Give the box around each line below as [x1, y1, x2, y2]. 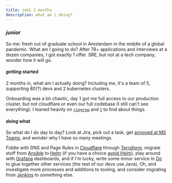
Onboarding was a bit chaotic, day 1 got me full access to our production [6, 96, 159, 101]
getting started [6, 68, 39, 75]
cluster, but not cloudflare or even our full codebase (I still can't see [6, 101, 149, 107]
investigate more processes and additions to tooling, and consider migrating [6, 167, 166, 173]
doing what [6, 118, 30, 124]
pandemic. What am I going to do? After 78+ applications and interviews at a [6, 46, 167, 52]
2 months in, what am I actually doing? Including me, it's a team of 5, [6, 80, 150, 86]
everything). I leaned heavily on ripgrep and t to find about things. [6, 106, 146, 112]
